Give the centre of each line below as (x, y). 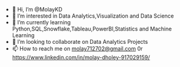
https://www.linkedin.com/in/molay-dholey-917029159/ (81, 57)
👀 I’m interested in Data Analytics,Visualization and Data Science (93, 16)
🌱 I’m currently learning (41, 22)
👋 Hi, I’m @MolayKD (37, 9)
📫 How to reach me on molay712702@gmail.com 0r (77, 48)
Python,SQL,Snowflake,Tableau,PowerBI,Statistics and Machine (92, 29)
